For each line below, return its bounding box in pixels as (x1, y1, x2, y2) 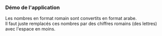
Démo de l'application (5, 4, 60, 11)
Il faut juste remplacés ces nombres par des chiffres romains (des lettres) (5, 20, 157, 26)
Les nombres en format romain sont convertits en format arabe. (5, 15, 137, 21)
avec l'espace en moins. (5, 26, 56, 32)
